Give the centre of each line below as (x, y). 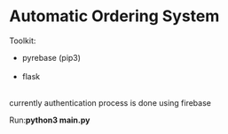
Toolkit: (23, 41)
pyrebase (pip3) (51, 57)
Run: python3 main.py (50, 120)
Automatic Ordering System (114, 16)
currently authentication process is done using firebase (110, 102)
